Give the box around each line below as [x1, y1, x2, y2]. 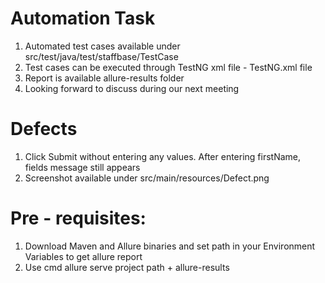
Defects [10, 118, 78, 141]
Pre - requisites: [10, 207, 147, 230]
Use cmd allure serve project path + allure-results [24, 261, 230, 273]
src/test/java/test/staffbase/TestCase [24, 50, 179, 62]
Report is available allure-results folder [24, 72, 185, 84]
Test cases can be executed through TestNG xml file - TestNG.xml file [24, 61, 313, 73]
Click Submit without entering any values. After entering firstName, [24, 150, 302, 162]
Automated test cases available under [24, 40, 181, 52]
